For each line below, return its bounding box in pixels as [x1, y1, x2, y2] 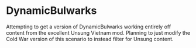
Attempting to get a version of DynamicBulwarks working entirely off [6, 23, 171, 30]
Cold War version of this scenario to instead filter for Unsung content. [6, 35, 174, 42]
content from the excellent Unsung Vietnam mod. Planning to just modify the [6, 29, 191, 36]
